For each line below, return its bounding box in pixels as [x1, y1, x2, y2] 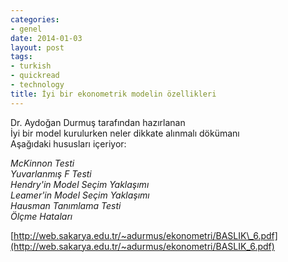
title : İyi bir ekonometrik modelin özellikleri [10, 89, 217, 99]
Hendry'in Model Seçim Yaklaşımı [10, 178, 150, 190]
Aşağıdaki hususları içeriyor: [10, 137, 127, 150]
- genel [10, 24, 43, 34]
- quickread [10, 71, 60, 81]
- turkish [10, 61, 52, 71]
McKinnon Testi [10, 157, 75, 169]
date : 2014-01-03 [10, 33, 83, 43]
